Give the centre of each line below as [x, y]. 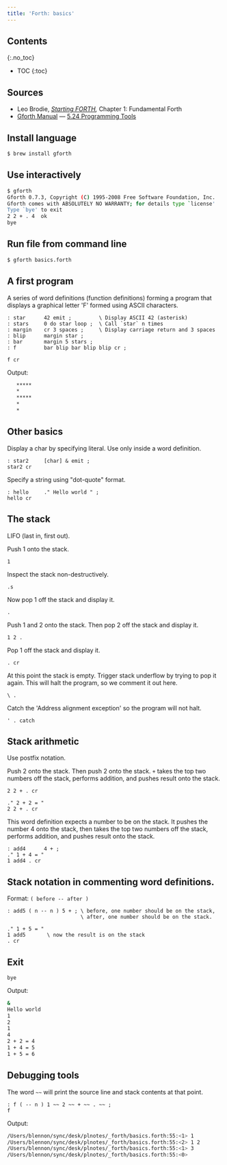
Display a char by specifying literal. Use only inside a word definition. [104, 448]
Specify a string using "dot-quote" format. [66, 479]
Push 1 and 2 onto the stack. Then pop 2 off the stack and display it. [103, 625]
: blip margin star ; [45, 336]
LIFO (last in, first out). [39, 536]
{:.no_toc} [21, 58]
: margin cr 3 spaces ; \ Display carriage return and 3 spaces [111, 330]
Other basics [35, 432]
